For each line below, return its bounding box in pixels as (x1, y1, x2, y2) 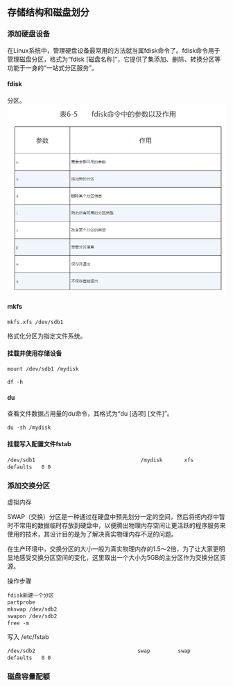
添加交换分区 (7, 481, 51, 491)
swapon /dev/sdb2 (7, 613, 58, 620)
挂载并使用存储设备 (7, 349, 62, 357)
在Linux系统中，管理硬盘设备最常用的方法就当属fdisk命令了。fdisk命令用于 (7, 46, 221, 54)
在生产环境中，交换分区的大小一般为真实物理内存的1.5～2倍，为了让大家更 (7, 544, 220, 553)
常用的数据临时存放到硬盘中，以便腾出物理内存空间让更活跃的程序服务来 (19, 521, 226, 529)
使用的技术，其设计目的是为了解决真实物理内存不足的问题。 (7, 529, 178, 538)
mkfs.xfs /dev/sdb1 (7, 319, 64, 326)
